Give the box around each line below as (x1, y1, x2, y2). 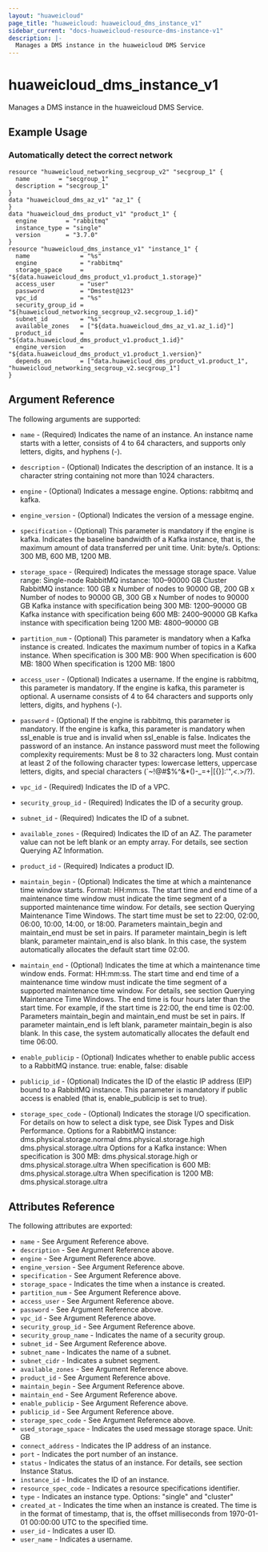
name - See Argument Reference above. (19, 1236, 150, 1246)
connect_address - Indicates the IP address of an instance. (19, 1441, 212, 1450)
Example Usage (8, 126, 88, 139)
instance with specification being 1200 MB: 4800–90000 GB (19, 617, 219, 627)
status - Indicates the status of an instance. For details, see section (19, 1458, 243, 1468)
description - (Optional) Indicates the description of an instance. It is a (19, 462, 254, 472)
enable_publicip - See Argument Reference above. (19, 1398, 189, 1408)
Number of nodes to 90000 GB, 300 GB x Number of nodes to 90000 (19, 592, 250, 601)
